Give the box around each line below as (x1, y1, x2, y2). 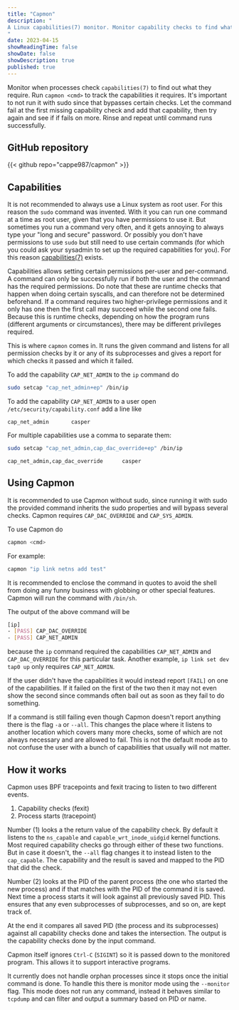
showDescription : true (7, 57, 75, 64)
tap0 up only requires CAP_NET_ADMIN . (7, 663, 115, 671)
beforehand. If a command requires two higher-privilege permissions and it (7, 297, 228, 306)
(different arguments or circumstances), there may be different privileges (7, 320, 222, 329)
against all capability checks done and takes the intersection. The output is (7, 929, 227, 937)
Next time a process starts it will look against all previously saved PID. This (7, 892, 226, 901)
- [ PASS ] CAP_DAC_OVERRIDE (7, 628, 87, 635)
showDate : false (7, 51, 55, 58)
